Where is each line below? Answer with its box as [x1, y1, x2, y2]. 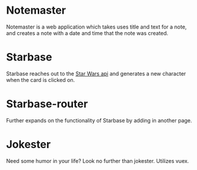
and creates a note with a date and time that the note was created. [6, 29, 169, 36]
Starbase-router [6, 97, 88, 111]
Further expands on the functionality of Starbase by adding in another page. [6, 117, 192, 124]
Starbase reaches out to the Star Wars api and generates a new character [6, 70, 186, 77]
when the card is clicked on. [6, 76, 75, 83]
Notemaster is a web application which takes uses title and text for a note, [6, 23, 187, 30]
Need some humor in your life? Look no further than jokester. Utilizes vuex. [6, 157, 189, 164]
